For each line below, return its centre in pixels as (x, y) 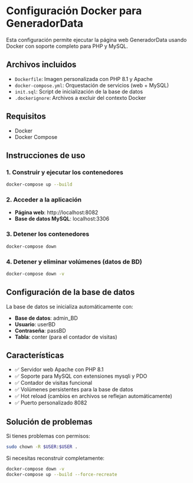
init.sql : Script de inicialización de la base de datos (79, 91)
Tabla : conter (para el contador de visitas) (66, 337)
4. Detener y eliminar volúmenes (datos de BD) (74, 261)
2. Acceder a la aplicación (44, 200)
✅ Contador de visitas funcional (53, 383)
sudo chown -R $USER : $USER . (42, 447)
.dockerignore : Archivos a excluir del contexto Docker (80, 98)
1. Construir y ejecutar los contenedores (65, 172)
